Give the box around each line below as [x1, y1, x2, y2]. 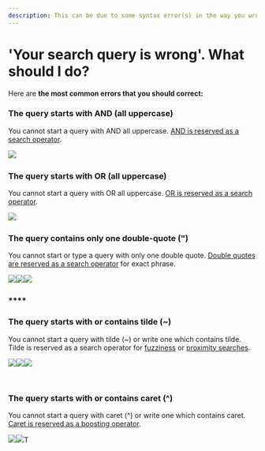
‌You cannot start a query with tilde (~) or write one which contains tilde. [8, 334, 242, 344]
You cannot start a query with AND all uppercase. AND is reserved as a [8, 126, 239, 135]
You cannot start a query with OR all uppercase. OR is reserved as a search [8, 189, 253, 198]
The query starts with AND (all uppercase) [8, 108, 174, 119]
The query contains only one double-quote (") [8, 233, 189, 244]
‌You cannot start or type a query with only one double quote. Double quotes [8, 250, 256, 261]
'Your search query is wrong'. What [8, 45, 244, 63]
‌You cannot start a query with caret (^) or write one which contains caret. [8, 410, 246, 419]
